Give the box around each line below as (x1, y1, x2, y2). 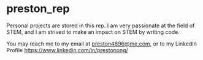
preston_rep (6, 2, 70, 16)
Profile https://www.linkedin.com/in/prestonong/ (6, 46, 129, 53)
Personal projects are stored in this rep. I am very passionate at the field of (6, 22, 195, 29)
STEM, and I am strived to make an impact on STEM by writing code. (6, 28, 180, 35)
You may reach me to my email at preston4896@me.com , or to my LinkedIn (6, 40, 197, 47)
